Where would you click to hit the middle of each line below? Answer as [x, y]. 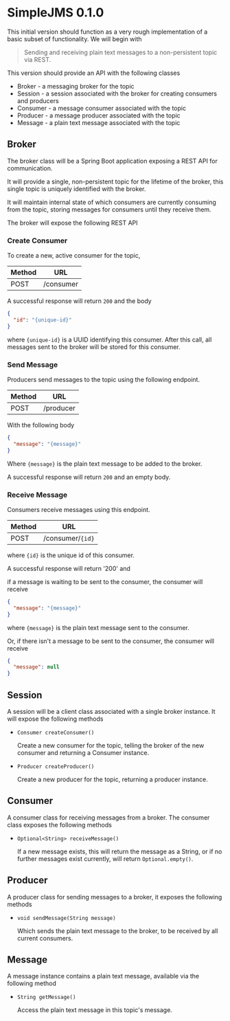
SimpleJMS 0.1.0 [56, 13]
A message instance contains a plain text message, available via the [103, 976]
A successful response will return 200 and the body [80, 301]
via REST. [37, 59]
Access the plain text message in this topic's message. [95, 1010]
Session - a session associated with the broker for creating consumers [117, 93]
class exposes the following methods [59, 824]
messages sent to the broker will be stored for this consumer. [94, 347]
